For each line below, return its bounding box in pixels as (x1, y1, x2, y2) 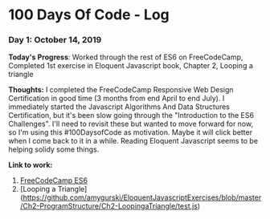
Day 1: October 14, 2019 (8, 34, 102, 46)
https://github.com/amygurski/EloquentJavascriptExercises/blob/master (22, 193, 262, 202)
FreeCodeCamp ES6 (19, 176, 88, 185)
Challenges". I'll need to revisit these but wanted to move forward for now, (8, 119, 254, 129)
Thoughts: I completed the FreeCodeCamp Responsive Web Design (8, 85, 235, 95)
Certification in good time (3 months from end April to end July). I (8, 94, 225, 103)
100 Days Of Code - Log (8, 6, 170, 24)
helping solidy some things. (8, 144, 100, 154)
